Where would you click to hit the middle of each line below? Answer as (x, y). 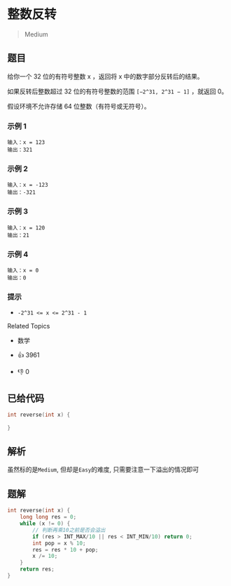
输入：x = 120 (26, 228)
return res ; (37, 569)
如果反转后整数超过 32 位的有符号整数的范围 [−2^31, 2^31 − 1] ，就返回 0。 (118, 91)
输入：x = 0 (23, 270)
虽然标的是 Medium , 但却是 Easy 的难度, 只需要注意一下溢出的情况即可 (103, 470)
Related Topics (29, 326)
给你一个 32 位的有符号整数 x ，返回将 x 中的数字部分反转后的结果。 (106, 76)
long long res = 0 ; (48, 517)
